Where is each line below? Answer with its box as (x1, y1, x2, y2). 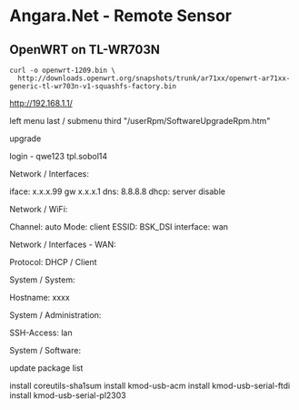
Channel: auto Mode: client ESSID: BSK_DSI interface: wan (9, 221, 229, 232)
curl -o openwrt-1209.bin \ (9, 66, 116, 75)
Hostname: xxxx (9, 292, 70, 302)
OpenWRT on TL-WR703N (9, 42, 161, 57)
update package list (9, 363, 84, 374)
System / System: (9, 274, 75, 285)
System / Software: (9, 345, 82, 355)
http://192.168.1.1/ (9, 97, 73, 108)
